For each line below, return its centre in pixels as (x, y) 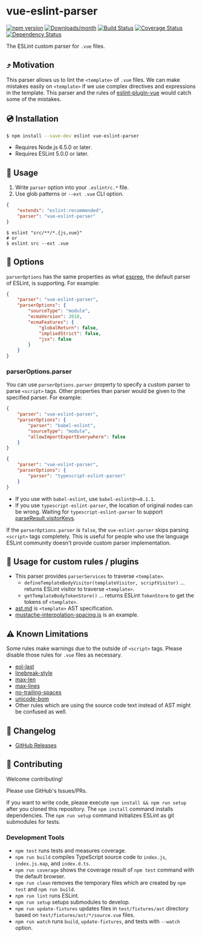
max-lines (28, 686)
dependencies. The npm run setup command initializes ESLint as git (90, 815)
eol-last (24, 667)
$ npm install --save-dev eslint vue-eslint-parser (73, 136)
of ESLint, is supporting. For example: (53, 283)
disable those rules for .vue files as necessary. (64, 655)
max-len (25, 680)
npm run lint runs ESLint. (47, 896)
